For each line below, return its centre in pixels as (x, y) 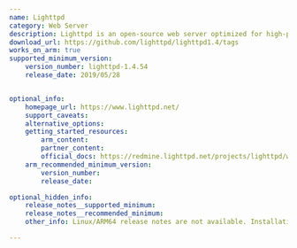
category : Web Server (49, 26)
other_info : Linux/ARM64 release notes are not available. (136, 222)
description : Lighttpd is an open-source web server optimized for (136, 34)
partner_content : (72, 148)
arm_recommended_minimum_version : (88, 165)
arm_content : (65, 140)
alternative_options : (65, 124)
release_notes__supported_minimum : (91, 205)
